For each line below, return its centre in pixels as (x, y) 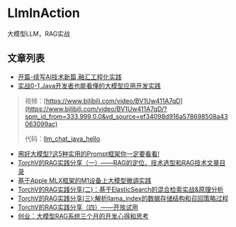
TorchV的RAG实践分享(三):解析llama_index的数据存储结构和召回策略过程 (123, 198)
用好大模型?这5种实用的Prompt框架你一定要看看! (89, 154)
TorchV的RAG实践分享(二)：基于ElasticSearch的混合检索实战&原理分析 (120, 189)
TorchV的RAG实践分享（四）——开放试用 (78, 207)
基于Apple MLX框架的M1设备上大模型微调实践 (84, 180)
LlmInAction (44, 13)
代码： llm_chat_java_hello (62, 138)
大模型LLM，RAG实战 (39, 33)
